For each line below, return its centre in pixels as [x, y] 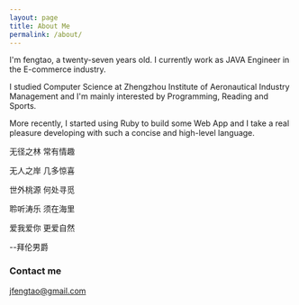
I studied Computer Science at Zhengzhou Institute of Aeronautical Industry [149, 87]
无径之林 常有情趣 [42, 152]
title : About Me [40, 26]
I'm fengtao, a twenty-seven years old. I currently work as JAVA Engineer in [149, 60]
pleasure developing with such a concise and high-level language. [132, 133]
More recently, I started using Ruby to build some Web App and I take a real [149, 123]
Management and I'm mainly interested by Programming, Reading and [139, 96]
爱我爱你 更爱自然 [42, 228]
